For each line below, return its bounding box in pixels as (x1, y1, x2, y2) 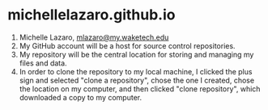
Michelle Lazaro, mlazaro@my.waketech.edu (19, 32, 169, 42)
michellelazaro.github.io (7, 6, 176, 24)
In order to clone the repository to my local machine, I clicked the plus (19, 66, 253, 76)
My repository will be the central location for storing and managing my (19, 49, 254, 59)
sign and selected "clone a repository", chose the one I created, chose (19, 75, 255, 85)
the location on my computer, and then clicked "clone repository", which (19, 83, 261, 94)
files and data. (19, 58, 67, 68)
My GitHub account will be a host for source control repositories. (19, 40, 236, 50)
